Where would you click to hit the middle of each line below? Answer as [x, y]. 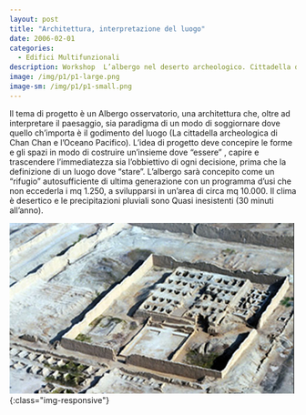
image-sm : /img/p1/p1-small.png [71, 86]
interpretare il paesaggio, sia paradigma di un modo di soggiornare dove [145, 123]
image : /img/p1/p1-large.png [65, 77]
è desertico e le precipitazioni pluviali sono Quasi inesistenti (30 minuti [142, 200]
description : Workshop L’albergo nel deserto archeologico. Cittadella [150, 67]
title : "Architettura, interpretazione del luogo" [107, 29]
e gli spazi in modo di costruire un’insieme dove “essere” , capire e [134, 152]
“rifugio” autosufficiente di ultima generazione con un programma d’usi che [151, 181]
